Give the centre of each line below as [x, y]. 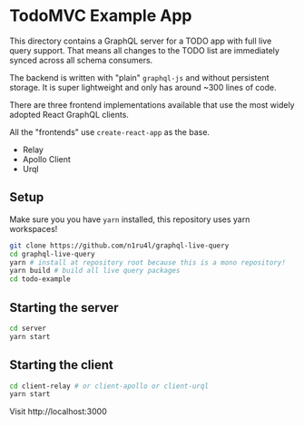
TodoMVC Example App [101, 16]
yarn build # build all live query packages [95, 271]
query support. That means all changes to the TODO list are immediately [144, 50]
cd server [28, 328]
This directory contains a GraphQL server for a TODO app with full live [141, 41]
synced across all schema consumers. [81, 60]
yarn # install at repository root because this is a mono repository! [147, 262]
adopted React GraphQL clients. [69, 114]
